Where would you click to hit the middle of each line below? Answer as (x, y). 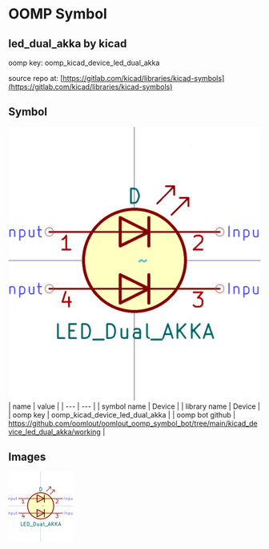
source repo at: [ (36, 78)
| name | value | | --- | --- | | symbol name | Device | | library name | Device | (134, 406)
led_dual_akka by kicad (68, 44)
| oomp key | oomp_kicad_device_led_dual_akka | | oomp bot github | (122, 414)
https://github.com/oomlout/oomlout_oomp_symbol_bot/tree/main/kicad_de (133, 423)
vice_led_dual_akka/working (55, 432)
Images (27, 457)
